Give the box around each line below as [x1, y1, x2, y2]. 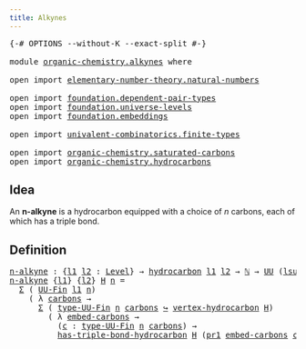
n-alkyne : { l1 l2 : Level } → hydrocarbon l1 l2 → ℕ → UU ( [9, 266, 284, 277]
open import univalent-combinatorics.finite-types [9, 129, 240, 139]
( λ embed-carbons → [47, 312, 139, 323]
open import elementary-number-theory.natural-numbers [9, 75, 260, 85]
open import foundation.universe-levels [9, 102, 193, 112]
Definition [9, 242, 66, 257]
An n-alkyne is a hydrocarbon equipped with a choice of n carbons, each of [9, 206, 296, 217]
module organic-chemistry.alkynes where [9, 56, 193, 66]
